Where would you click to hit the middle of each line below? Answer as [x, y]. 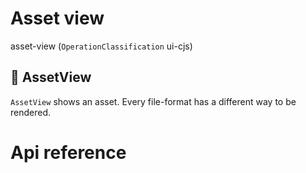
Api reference [68, 152]
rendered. [31, 112]
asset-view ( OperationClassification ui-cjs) [101, 46]
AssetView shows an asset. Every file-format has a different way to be [153, 101]
